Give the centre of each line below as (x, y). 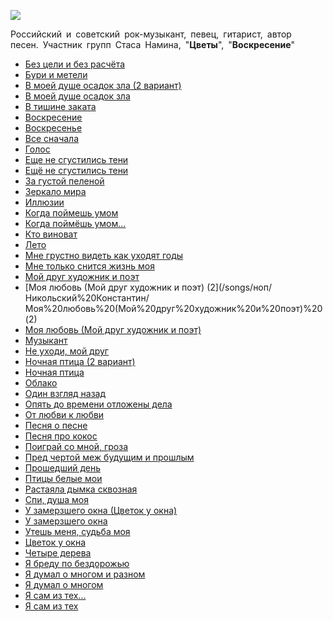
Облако (41, 383)
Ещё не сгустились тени (76, 170)
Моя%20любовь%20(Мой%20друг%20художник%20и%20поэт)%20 (173, 308)
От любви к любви (64, 414)
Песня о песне (56, 425)
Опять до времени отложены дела (98, 404)
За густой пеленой (64, 181)
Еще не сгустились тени (76, 159)
